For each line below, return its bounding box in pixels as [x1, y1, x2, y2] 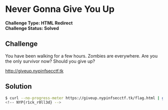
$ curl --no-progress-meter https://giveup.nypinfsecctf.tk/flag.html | [5, 96, 160, 101]
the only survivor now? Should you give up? [5, 58, 95, 64]
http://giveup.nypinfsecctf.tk [5, 68, 64, 74]
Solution [5, 82, 32, 91]
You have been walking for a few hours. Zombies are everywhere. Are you [5, 53, 158, 59]
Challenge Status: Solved [5, 25, 59, 31]
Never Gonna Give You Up [5, 3, 115, 15]
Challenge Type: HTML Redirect [5, 20, 73, 26]
